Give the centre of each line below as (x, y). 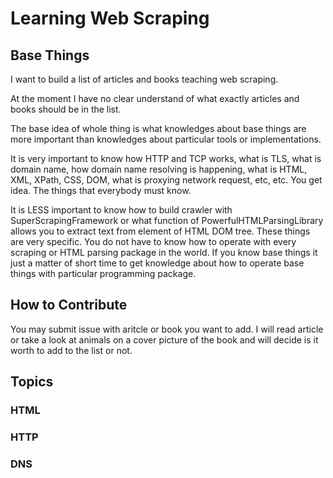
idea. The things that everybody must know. (101, 190)
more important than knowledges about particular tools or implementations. (166, 139)
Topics (32, 382)
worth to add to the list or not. (71, 350)
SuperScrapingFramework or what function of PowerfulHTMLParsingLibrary (167, 220)
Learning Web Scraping (110, 18)
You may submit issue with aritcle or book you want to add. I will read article (167, 329)
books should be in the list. (66, 109)
